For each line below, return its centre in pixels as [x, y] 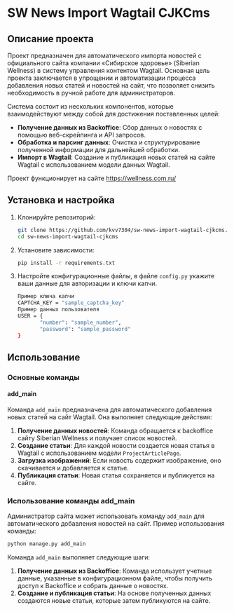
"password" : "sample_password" [85, 329]
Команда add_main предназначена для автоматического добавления [110, 410]
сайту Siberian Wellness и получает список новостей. [97, 438]
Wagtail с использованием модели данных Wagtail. [94, 165]
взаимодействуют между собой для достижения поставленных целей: [114, 114]
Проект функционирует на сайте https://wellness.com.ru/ [92, 178]
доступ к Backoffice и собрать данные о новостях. [93, 586]
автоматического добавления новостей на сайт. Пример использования [116, 524]
